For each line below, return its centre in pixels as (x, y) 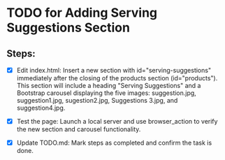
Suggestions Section (68, 28)
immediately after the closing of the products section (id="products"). (117, 78)
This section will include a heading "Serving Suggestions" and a (109, 86)
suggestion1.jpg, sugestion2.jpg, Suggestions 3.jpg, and (97, 101)
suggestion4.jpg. (41, 108)
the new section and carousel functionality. (79, 129)
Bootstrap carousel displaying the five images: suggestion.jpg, (106, 93)
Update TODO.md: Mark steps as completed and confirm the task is (114, 143)
